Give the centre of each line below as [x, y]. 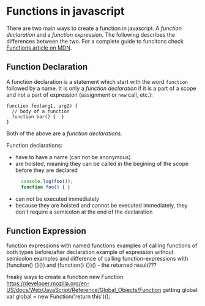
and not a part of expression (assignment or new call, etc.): [80, 95]
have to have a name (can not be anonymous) [73, 157]
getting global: [181, 290]
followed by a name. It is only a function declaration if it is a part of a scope [101, 88]
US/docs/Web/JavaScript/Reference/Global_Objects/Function [84, 290]
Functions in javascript [65, 11]
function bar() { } [38, 117]
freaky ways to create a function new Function [65, 277]
